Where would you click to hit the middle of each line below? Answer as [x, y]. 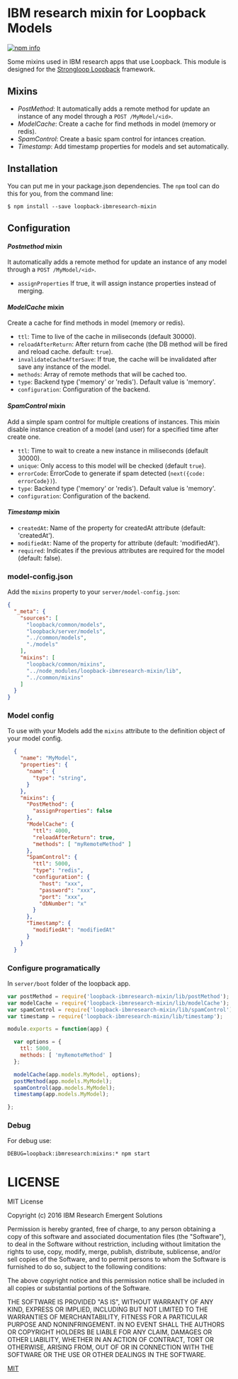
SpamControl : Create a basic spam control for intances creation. [112, 139]
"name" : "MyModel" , [49, 758]
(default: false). [40, 558]
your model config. [35, 739]
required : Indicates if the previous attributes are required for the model [121, 550]
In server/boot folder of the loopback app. [69, 983]
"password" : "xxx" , [68, 890]
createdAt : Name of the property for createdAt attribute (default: [112, 528]
